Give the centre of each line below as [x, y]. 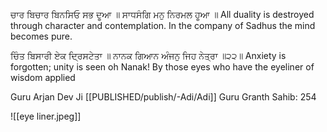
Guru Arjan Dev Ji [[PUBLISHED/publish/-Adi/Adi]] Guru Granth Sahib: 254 [163, 97]
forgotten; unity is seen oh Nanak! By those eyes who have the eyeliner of [162, 67]
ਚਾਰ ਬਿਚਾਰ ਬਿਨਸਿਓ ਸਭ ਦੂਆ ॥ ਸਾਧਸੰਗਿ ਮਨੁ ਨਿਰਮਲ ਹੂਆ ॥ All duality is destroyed [162, 14]
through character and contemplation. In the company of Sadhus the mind [163, 25]
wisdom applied [43, 77]
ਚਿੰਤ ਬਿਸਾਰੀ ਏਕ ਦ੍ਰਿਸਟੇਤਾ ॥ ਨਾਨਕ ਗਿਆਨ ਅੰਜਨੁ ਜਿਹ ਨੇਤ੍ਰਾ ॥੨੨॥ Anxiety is [148, 55]
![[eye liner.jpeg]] [46, 116]
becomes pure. [41, 36]
